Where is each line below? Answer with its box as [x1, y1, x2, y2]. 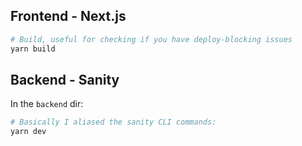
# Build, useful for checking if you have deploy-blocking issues [10, 34, 293, 44]
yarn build [10, 44, 56, 54]
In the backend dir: [10, 98, 84, 110]
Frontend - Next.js [10, 8, 127, 25]
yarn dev [10, 127, 47, 137]
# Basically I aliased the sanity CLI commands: [10, 117, 217, 128]
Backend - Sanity [10, 71, 120, 88]
